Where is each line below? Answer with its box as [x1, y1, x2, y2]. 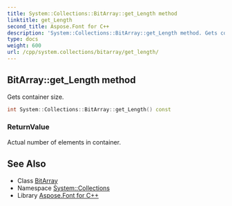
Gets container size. [7, 93, 64, 101]
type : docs [7, 36, 39, 43]
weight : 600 [7, 42, 41, 49]
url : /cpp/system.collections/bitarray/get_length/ [7, 49, 159, 56]
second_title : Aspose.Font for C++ [7, 23, 110, 30]
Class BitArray [17, 176, 59, 185]
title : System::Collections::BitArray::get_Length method [7, 10, 177, 17]
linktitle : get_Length [7, 17, 72, 24]
